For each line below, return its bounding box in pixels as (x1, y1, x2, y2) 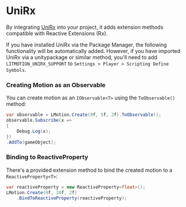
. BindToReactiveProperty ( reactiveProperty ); (16, 195, 127, 201)
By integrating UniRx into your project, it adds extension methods (6, 24, 164, 31)
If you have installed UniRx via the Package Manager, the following (6, 41, 167, 48)
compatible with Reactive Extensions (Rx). (6, 29, 108, 36)
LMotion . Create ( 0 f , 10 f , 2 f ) (6, 189, 77, 195)
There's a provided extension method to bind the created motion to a (6, 166, 173, 173)
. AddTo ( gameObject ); (6, 139, 57, 145)
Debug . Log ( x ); (16, 128, 51, 134)
